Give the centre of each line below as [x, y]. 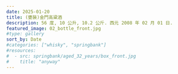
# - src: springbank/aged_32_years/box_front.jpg [71, 56]
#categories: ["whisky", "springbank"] [56, 45]
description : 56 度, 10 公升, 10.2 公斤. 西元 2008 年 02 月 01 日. [90, 23]
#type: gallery [25, 34]
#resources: [21, 51]
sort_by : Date [24, 39]
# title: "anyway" [33, 61]
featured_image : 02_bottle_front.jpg [54, 28]
